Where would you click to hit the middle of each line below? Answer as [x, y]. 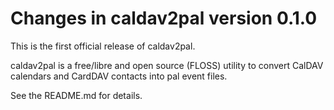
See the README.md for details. [76, 95]
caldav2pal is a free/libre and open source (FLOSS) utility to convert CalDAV [167, 65]
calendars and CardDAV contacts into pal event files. [119, 76]
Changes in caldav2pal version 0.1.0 [164, 18]
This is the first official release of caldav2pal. [103, 46]
